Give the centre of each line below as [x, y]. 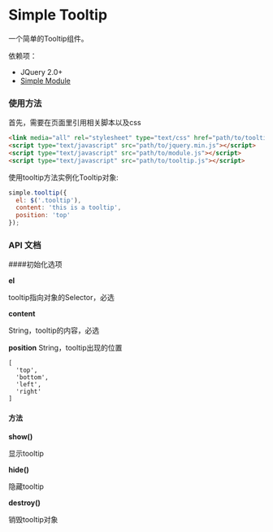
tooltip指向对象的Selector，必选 [62, 298]
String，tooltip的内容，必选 [54, 330]
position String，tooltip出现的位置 [65, 348]
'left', [29, 385]
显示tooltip [26, 453]
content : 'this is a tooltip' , [69, 208]
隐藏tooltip [26, 486]
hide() [19, 469]
